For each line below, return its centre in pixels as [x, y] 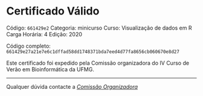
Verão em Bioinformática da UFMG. [50, 69]
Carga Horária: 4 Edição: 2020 [44, 34]
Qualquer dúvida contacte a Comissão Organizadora [72, 86]
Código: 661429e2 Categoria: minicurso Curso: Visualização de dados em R [99, 28]
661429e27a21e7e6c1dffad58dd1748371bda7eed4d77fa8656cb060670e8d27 [93, 52]
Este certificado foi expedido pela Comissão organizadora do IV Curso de [98, 63]
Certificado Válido [53, 11]
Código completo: [29, 46]
